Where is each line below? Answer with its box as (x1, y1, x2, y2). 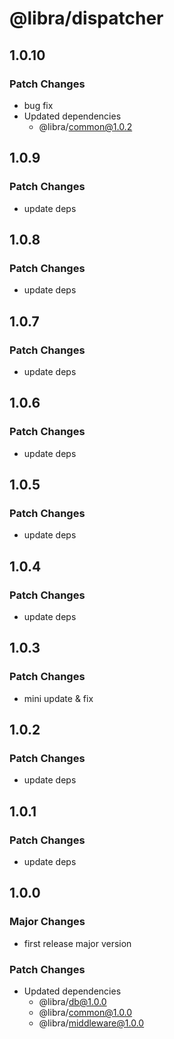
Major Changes (9, 915, 86, 929)
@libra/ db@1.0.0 (38, 996, 107, 1008)
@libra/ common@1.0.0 (38, 1007, 133, 1019)
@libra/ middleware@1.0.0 (38, 1017, 145, 1029)
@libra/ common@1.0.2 (38, 120, 133, 132)
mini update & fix (23, 692, 94, 704)
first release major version (23, 937, 132, 949)
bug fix (23, 99, 54, 111)
